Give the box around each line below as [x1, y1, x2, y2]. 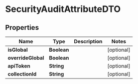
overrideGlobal [8, 55, 44, 61]
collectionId [8, 71, 37, 78]
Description [74, 38, 103, 45]
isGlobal [8, 46, 28, 53]
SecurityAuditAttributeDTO [5, 3, 121, 15]
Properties [5, 23, 39, 32]
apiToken [8, 63, 31, 69]
